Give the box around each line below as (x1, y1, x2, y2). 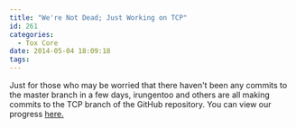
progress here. (9, 109, 65, 119)
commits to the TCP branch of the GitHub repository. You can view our (9, 99, 273, 109)
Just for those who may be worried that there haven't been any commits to (9, 80, 288, 90)
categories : (9, 30, 54, 39)
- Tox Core (17, 38, 59, 48)
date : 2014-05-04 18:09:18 (9, 47, 111, 56)
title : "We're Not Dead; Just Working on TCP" (9, 13, 188, 23)
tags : (9, 55, 30, 64)
